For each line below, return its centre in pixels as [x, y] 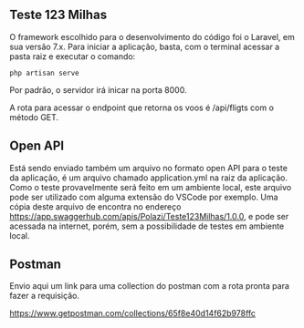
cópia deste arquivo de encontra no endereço [95, 206]
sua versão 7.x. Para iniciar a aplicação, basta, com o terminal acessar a [145, 46]
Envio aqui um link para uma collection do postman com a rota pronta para [150, 286]
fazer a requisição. [45, 296]
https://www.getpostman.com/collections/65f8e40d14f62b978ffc [133, 313]
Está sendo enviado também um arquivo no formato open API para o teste [148, 168]
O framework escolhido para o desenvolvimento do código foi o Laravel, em [152, 36]
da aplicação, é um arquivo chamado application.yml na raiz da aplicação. [148, 178]
